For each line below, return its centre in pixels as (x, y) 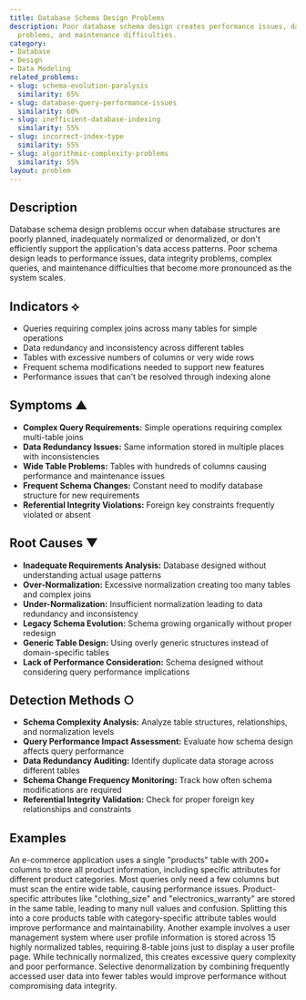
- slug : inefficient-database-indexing (85, 119)
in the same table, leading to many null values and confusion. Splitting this (148, 909)
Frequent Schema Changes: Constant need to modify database (143, 485)
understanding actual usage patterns (92, 574)
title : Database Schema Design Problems (87, 18)
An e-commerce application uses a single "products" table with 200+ (140, 860)
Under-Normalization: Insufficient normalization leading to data (143, 603)
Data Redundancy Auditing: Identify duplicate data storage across (148, 761)
